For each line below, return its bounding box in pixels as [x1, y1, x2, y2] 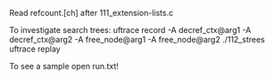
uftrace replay [9, 44, 61, 54]
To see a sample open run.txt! [9, 61, 119, 71]
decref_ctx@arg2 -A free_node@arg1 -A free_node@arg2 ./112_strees [9, 35, 265, 44]
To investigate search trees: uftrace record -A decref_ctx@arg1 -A [9, 25, 252, 35]
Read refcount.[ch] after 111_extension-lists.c [9, 8, 174, 18]
